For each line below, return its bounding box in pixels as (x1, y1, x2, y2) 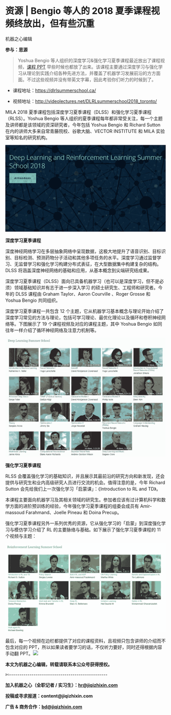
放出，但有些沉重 (23, 18, 95, 30)
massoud (5, 509, 25, 515)
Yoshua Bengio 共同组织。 (5, 297, 61, 304)
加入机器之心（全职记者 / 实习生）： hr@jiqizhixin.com (5, 682, 118, 688)
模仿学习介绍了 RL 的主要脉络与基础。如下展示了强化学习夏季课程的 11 (14, 526, 161, 533)
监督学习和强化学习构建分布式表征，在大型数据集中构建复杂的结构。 (18, 261, 161, 267)
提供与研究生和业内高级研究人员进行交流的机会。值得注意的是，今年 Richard (5, 479, 165, 485)
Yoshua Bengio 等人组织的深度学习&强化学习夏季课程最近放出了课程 (17, 57, 161, 63)
